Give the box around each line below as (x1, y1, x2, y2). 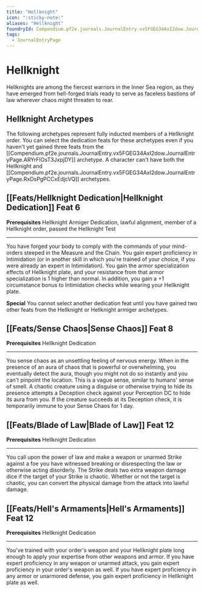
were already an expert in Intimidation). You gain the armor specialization (6, 262, 189, 269)
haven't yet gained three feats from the (6, 143, 104, 150)
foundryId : (6, 26, 34, 32)
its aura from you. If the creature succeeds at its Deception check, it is (6, 396, 182, 403)
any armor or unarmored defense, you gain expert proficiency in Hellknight (6, 573, 194, 579)
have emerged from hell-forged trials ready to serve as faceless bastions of (6, 89, 195, 97)
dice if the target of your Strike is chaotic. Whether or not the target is (6, 473, 181, 480)
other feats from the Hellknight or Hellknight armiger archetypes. (6, 306, 169, 313)
